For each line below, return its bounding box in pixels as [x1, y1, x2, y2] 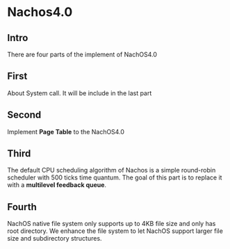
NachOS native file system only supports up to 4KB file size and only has [7, 220, 216, 228]
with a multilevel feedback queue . [7, 181, 106, 189]
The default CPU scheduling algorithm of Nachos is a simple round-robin [7, 166, 216, 175]
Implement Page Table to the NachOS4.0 [7, 127, 125, 136]
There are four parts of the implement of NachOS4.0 [7, 50, 158, 58]
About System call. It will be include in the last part [7, 88, 152, 97]
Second [7, 109, 42, 121]
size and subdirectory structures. [7, 234, 102, 243]
